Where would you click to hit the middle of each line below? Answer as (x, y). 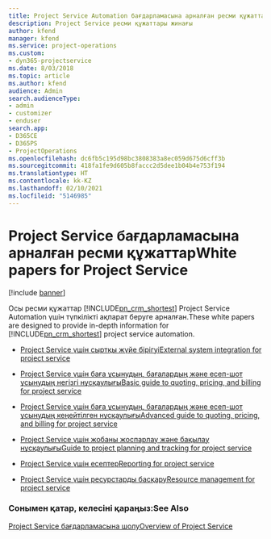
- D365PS (23, 143)
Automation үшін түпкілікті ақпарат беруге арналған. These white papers (132, 316)
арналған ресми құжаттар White (123, 253)
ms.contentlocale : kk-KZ (50, 181)
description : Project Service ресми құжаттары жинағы (101, 23)
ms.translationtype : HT (48, 173)
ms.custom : (27, 53)
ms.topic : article (39, 76)
